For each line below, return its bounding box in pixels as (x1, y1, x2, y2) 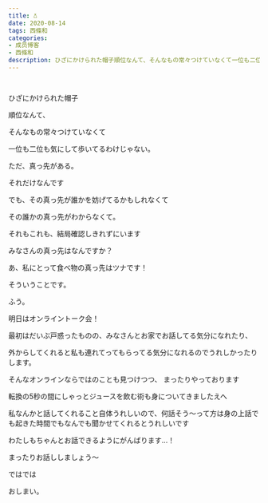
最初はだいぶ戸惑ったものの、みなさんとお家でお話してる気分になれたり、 (8, 331, 253, 340)
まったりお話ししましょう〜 (8, 452, 100, 461)
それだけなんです (8, 177, 65, 188)
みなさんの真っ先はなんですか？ (8, 245, 113, 255)
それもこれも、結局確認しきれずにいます (8, 228, 141, 238)
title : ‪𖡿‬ (8, 11, 37, 20)
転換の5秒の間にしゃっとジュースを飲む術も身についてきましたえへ (8, 391, 227, 401)
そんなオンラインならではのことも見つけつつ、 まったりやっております (8, 374, 240, 384)
